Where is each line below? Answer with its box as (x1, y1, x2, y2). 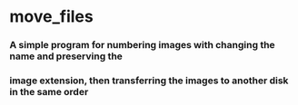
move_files (9, 6, 94, 27)
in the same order (9, 86, 89, 99)
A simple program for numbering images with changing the (9, 39, 275, 52)
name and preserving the (9, 50, 123, 62)
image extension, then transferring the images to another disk (9, 74, 289, 87)
